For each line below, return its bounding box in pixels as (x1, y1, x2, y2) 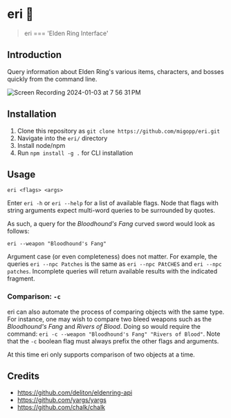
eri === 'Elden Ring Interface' (24, 29, 109, 37)
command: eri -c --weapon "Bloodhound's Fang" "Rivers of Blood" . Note (7, 330, 221, 338)
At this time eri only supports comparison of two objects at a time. (7, 350, 195, 359)
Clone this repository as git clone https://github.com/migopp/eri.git (17, 126, 220, 135)
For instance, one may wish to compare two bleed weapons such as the (7, 314, 212, 323)
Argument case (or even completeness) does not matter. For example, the (7, 252, 218, 261)
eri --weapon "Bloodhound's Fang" (7, 240, 107, 247)
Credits (7, 370, 40, 382)
